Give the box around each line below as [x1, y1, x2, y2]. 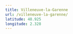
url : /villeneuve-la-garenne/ [5, 12, 68, 17]
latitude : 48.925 [5, 16, 41, 21]
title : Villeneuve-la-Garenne [5, 7, 68, 12]
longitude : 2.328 [5, 21, 41, 26]
